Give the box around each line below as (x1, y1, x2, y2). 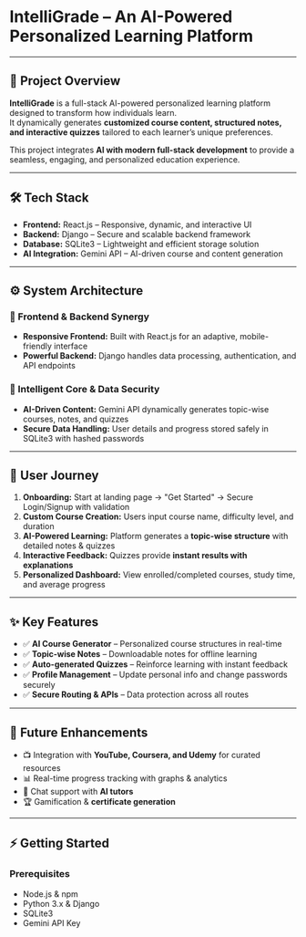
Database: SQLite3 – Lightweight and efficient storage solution (22, 238, 260, 249)
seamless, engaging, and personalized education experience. (9, 153, 240, 165)
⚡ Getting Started (9, 836, 109, 851)
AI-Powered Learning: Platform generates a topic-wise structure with (22, 531, 289, 542)
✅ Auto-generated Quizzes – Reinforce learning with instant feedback (22, 659, 289, 670)
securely (22, 680, 56, 691)
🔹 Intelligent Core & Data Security (9, 383, 160, 396)
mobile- (240, 331, 270, 342)
